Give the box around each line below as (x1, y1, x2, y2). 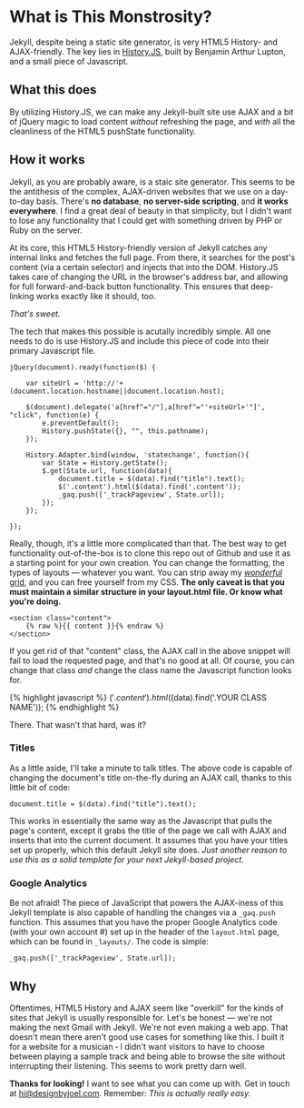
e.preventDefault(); (42, 418, 120, 428)
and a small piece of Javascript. (9, 55, 129, 66)
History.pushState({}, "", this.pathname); (42, 426, 209, 436)
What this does (9, 82, 97, 97)
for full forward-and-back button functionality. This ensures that (9, 280, 250, 292)
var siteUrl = (25, 378, 79, 388)
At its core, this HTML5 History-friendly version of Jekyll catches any (9, 242, 268, 253)
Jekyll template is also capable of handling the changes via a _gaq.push (9, 907, 276, 918)
